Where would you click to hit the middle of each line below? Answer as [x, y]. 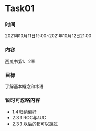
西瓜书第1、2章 [20, 61]
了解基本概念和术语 [24, 87]
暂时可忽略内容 [23, 100]
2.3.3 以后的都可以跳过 [35, 124]
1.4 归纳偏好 [24, 112]
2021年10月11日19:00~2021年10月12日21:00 [48, 36]
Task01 [20, 8]
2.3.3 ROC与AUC [29, 118]
